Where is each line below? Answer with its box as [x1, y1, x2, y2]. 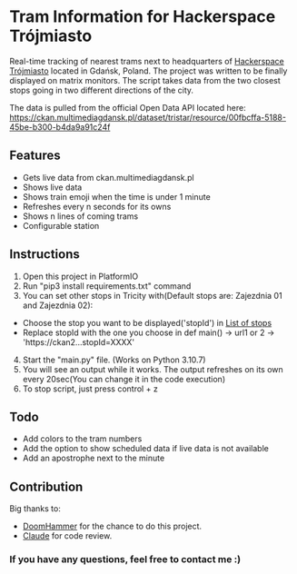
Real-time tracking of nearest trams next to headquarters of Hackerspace [9, 55, 284, 66]
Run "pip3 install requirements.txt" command [22, 280, 192, 292]
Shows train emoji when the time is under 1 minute [22, 191, 211, 202]
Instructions [9, 247, 80, 262]
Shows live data [22, 182, 83, 193]
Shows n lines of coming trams [22, 211, 139, 222]
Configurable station [22, 220, 100, 231]
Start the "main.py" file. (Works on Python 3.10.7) [22, 354, 206, 365]
